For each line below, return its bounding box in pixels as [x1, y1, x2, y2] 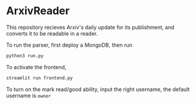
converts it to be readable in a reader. [6, 30, 98, 37]
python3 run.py [6, 53, 44, 58]
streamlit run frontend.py [6, 75, 73, 81]
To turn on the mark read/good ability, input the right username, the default [6, 86, 190, 93]
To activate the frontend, [6, 63, 67, 70]
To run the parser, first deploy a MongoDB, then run [6, 41, 132, 48]
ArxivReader [6, 4, 70, 18]
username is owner [6, 92, 52, 99]
